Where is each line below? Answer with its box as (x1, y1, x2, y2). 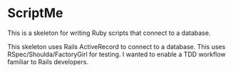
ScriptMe (7, 5, 63, 21)
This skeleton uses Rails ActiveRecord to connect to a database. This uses (7, 42, 226, 51)
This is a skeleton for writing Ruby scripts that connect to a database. (7, 29, 211, 37)
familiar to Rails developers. (7, 57, 89, 66)
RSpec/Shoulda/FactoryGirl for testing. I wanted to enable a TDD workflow (7, 50, 226, 58)
